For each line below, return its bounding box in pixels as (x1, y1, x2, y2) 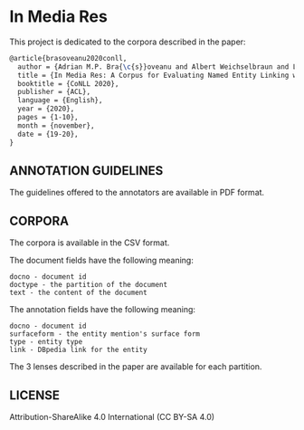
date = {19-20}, (17, 129, 79, 139)
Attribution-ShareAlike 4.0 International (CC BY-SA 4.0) (9, 412, 215, 422)
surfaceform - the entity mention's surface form (9, 330, 201, 339)
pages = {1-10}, (17, 113, 79, 122)
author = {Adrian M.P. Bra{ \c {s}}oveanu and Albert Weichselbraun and (17, 62, 290, 72)
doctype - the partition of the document (9, 281, 168, 290)
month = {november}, (17, 120, 95, 130)
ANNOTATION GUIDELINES (9, 163, 164, 178)
